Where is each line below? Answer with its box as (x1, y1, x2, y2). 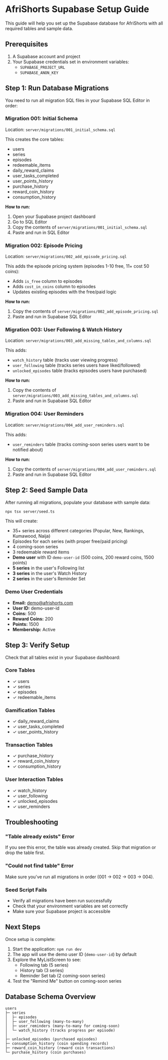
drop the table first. (5, 850, 45, 856)
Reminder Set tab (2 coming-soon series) (20, 973, 106, 979)
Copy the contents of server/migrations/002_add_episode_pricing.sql (12, 308, 159, 314)
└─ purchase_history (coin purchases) (5, 1049, 86, 1055)
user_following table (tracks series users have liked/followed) (12, 363, 141, 369)
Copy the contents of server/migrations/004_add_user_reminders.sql (12, 466, 156, 472)
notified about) (12, 446, 44, 452)
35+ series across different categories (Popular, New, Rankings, (12, 528, 144, 534)
